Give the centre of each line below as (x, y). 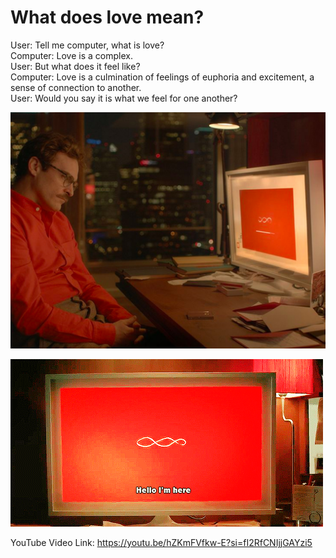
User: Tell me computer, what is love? (87, 45)
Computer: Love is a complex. (71, 55)
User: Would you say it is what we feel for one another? (124, 98)
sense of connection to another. (76, 87)
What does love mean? (107, 17)
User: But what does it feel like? (75, 66)
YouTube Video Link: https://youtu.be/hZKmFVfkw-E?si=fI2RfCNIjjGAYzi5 (161, 542)
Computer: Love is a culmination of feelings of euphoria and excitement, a (162, 77)
